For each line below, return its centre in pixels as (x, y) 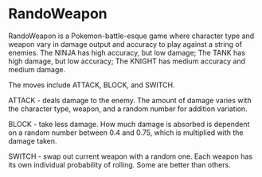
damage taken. (33, 140)
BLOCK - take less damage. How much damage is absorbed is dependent (129, 124)
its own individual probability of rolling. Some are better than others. (119, 164)
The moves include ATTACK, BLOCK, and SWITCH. (92, 85)
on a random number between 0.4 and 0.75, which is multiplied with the (126, 133)
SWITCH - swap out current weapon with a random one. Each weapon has (131, 156)
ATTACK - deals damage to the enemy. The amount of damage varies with (130, 100)
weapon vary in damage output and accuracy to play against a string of (125, 44)
